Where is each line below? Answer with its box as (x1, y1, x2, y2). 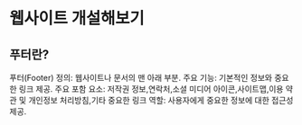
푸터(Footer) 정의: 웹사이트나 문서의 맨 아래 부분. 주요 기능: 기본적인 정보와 (9, 73, 273, 83)
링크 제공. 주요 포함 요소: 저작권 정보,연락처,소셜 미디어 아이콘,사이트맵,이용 (18, 84, 284, 94)
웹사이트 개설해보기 (9, 8, 145, 29)
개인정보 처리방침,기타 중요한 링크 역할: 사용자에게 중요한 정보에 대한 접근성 (28, 95, 294, 105)
